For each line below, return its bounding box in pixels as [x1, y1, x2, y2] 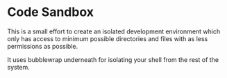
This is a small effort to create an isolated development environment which [7, 27, 221, 36]
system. [7, 63, 30, 71]
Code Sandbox [7, 4, 94, 20]
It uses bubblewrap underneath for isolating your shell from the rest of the [7, 55, 219, 63]
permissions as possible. [7, 42, 78, 50]
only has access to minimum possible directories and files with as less [7, 34, 208, 42]
